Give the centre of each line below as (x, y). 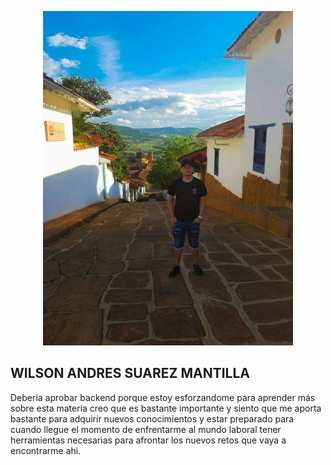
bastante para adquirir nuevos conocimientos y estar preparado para (152, 418)
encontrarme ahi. (46, 450)
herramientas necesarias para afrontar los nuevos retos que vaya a (148, 440)
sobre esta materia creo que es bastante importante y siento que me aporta (166, 408)
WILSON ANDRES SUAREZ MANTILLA (130, 373)
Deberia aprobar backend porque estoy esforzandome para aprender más (163, 397)
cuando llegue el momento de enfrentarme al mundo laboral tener (146, 429)
